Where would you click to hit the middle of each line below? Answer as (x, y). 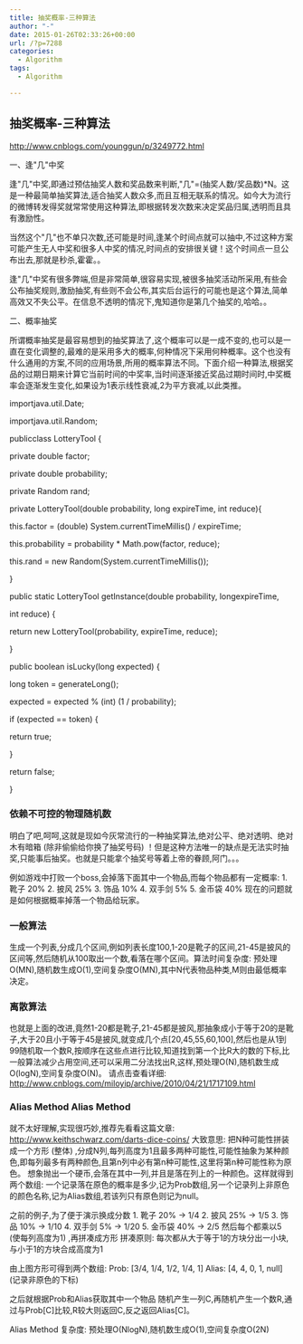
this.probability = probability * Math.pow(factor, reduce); (114, 543)
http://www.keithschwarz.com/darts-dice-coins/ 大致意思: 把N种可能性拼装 (149, 1139)
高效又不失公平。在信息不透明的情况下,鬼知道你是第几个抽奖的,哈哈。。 (141, 301)
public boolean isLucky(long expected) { (85, 666)
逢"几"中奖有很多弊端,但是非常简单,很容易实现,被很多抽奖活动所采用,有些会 (148, 279)
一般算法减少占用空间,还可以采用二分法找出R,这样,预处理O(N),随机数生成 (144, 1062)
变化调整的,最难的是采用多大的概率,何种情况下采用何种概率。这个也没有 (158, 351)
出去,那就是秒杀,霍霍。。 (61, 260)
